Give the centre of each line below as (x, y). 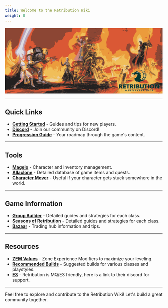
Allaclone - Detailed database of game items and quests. (71, 173)
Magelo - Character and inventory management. (62, 167)
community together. (27, 299)
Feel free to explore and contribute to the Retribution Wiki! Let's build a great (84, 294)
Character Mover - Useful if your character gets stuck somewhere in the (87, 178)
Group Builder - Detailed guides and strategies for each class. (76, 216)
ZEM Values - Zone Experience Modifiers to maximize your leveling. (83, 259)
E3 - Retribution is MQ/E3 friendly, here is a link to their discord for (81, 274)
